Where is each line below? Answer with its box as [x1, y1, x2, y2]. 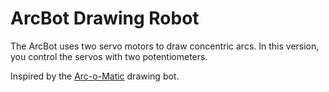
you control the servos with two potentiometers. [10, 50, 208, 62]
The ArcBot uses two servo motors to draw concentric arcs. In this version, [10, 40, 320, 52]
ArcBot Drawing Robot [10, 7, 200, 30]
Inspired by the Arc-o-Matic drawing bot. [10, 70, 180, 82]
